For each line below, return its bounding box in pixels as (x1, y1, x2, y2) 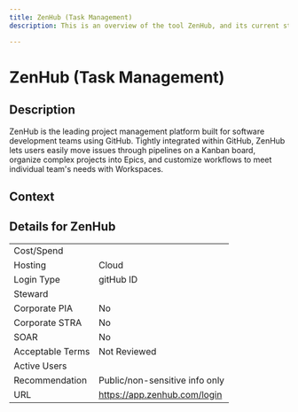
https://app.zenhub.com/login (98, 388, 223, 400)
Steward (13, 287, 49, 299)
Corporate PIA (13, 302, 74, 315)
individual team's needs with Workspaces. (9, 163, 164, 174)
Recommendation (13, 374, 87, 386)
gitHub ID (98, 273, 138, 285)
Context (9, 189, 55, 204)
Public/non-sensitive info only (98, 374, 224, 386)
